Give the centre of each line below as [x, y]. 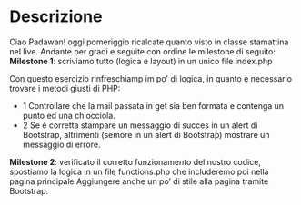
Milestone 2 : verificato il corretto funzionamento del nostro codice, [135, 161]
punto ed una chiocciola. [69, 115]
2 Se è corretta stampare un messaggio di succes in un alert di [140, 125]
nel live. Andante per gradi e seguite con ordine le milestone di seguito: [142, 51]
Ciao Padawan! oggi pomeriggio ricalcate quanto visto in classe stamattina [149, 42]
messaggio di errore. [61, 144]
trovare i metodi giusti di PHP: [65, 88]
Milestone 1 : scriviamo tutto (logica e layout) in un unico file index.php [141, 61]
